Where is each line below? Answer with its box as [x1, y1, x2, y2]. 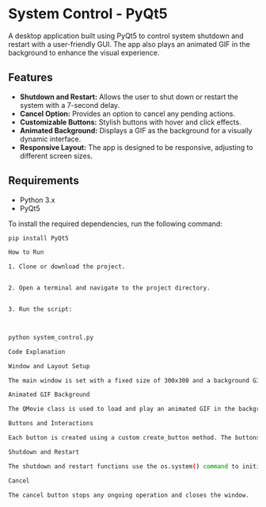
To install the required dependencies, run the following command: [8, 219, 223, 229]
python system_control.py [8, 333, 93, 341]
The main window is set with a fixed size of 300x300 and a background [8, 376, 249, 385]
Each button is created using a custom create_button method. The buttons [8, 434, 260, 442]
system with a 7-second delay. [19, 100, 120, 109]
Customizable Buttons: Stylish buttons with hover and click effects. [19, 117, 241, 127]
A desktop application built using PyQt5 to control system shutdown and [8, 31, 244, 40]
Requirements [8, 174, 79, 187]
